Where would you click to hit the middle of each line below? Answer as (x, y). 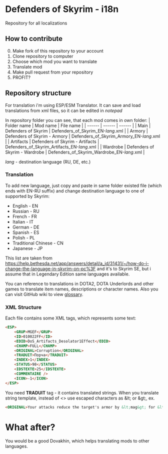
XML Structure (23, 307)
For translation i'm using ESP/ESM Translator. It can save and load (73, 105)
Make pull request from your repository (53, 72)
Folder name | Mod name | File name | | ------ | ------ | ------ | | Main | (78, 125)
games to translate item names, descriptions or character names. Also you (82, 289)
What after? (30, 427)
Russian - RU (26, 211)
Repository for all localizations (36, 23)
